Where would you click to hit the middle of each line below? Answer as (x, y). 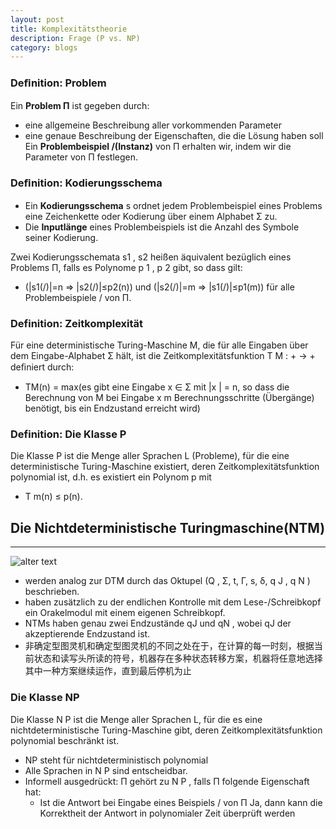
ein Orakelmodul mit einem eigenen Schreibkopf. (125, 613)
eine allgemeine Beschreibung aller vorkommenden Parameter (153, 125)
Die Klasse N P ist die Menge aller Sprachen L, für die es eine (136, 719)
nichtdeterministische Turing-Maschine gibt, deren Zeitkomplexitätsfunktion (166, 730)
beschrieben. (52, 592)
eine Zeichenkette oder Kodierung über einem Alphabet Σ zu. (151, 216)
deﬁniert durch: (42, 367)
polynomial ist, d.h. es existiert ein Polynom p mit (111, 477)
